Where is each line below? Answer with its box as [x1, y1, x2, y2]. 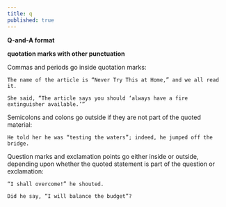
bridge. [7, 140, 30, 147]
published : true [7, 17, 54, 24]
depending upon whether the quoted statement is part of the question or [7, 160, 216, 168]
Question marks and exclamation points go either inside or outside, [7, 152, 199, 160]
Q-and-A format [7, 36, 55, 44]
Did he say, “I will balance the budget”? [7, 192, 132, 199]
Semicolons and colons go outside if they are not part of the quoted [7, 113, 202, 121]
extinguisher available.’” [7, 100, 86, 108]
